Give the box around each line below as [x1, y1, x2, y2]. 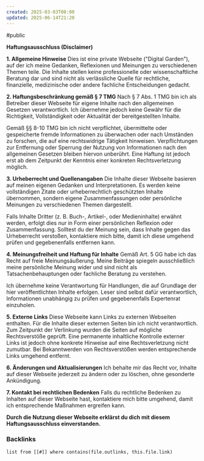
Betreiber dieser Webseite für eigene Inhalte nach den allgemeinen [6, 99, 174, 107]
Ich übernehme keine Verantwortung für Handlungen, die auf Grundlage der [6, 281, 197, 289]
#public [6, 31, 26, 38]
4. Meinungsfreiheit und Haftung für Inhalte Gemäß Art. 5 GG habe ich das [6, 250, 197, 258]
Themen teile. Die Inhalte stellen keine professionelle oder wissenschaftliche [6, 68, 199, 75]
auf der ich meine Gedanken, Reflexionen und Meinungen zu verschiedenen [6, 62, 197, 69]
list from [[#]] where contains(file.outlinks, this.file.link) [6, 449, 173, 455]
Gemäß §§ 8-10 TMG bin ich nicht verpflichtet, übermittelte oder [6, 124, 167, 131]
